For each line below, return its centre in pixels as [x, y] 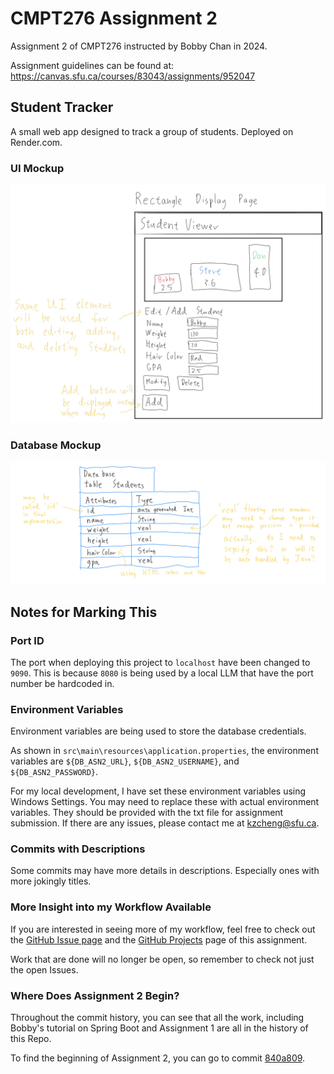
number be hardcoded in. [62, 683]
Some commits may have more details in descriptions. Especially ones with [165, 871]
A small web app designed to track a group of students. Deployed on [152, 131]
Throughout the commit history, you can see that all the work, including [157, 1018]
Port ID [27, 640]
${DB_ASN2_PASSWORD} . [54, 772]
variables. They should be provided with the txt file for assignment [147, 813]
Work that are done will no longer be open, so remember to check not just [162, 959]
